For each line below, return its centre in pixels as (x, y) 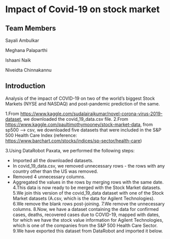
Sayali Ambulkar (22, 40)
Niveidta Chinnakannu (29, 70)
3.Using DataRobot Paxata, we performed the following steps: (70, 150)
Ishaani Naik (18, 60)
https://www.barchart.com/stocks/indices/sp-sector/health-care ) (74, 141)
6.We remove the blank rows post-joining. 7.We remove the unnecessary (89, 204)
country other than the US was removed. (55, 171)
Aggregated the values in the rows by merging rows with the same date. (88, 182)
